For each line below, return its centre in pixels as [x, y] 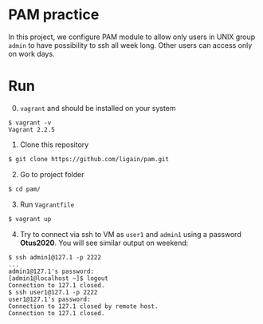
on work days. [31, 53]
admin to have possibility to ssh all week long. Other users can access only [130, 45]
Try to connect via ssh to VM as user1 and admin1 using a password [130, 234]
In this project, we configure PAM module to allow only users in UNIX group [132, 37]
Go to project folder [52, 174]
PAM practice [54, 15]
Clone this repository [54, 144]
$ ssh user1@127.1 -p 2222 [53, 292]
